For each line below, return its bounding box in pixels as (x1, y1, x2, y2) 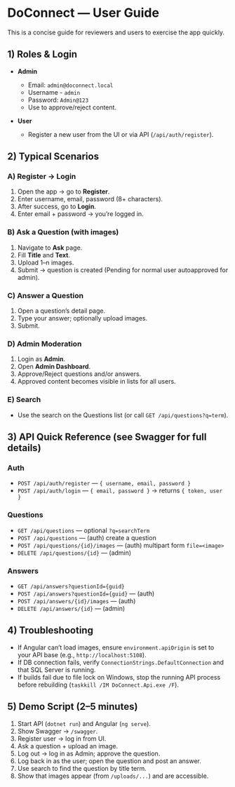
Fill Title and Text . (17, 250, 71, 259)
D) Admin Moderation (7, 339, 82, 349)
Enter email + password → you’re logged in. (17, 210, 144, 218)
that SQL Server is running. (17, 665, 96, 674)
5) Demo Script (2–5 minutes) (7, 701, 138, 713)
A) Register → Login (7, 172, 76, 182)
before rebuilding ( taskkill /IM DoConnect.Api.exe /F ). (17, 680, 179, 689)
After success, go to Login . (17, 202, 97, 211)
